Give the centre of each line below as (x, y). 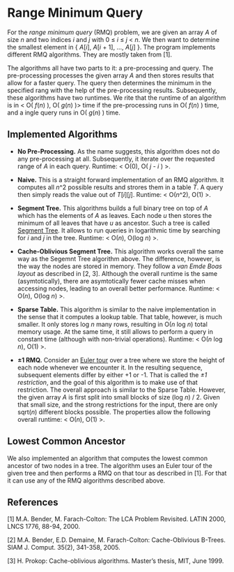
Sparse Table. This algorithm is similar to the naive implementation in (117, 309)
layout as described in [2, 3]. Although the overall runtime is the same (117, 273)
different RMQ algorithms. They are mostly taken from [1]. (90, 54)
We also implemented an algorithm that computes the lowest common (107, 458)
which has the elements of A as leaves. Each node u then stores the (115, 215)
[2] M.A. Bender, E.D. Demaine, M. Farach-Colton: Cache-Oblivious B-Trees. (117, 540)
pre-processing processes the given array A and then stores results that (111, 75)
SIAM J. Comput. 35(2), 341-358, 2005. (64, 548)
